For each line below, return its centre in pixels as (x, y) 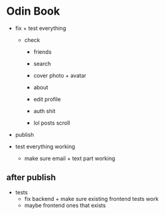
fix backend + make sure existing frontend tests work (91, 199)
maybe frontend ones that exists (65, 205)
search (42, 64)
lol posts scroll (52, 123)
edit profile (47, 99)
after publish (31, 177)
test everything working (45, 146)
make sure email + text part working (70, 158)
